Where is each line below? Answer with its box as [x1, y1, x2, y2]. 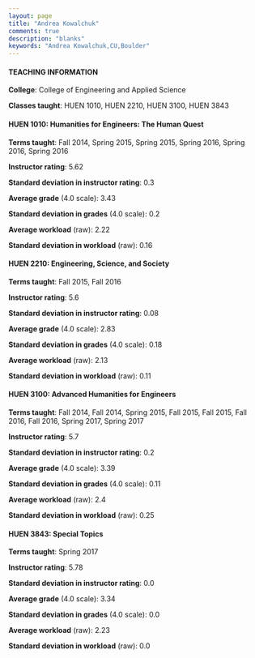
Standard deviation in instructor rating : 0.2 [8, 447, 155, 457]
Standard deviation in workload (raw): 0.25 [8, 510, 155, 519]
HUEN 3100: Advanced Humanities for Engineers [8, 390, 176, 399]
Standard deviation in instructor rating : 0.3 [8, 177, 155, 187]
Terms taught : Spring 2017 [8, 547, 99, 557]
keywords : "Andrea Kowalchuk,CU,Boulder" [8, 42, 151, 50]
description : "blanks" [8, 34, 85, 43]
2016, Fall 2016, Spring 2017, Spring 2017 [8, 416, 144, 425]
